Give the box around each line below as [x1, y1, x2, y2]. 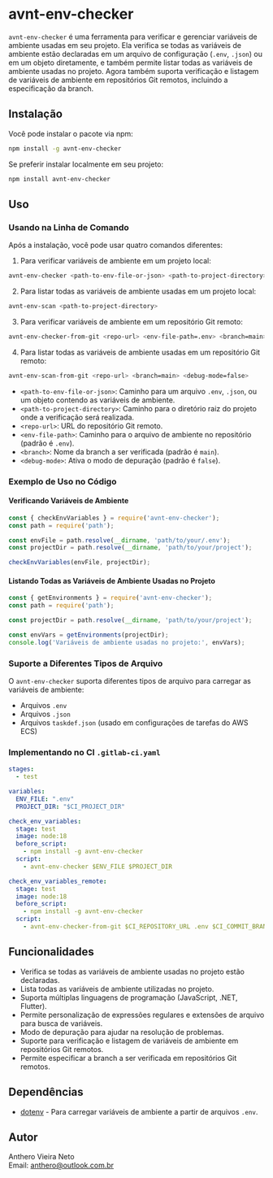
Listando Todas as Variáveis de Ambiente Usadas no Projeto [8, 576, 215, 585]
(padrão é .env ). [19, 438, 75, 448]
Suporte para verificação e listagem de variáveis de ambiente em [19, 1036, 239, 1045]
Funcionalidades [8, 945, 95, 959]
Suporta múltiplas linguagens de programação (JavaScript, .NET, [19, 993, 238, 1002]
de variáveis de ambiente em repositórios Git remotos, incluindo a [8, 75, 228, 85]
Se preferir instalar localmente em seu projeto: [8, 159, 164, 169]
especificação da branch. [8, 83, 94, 93]
